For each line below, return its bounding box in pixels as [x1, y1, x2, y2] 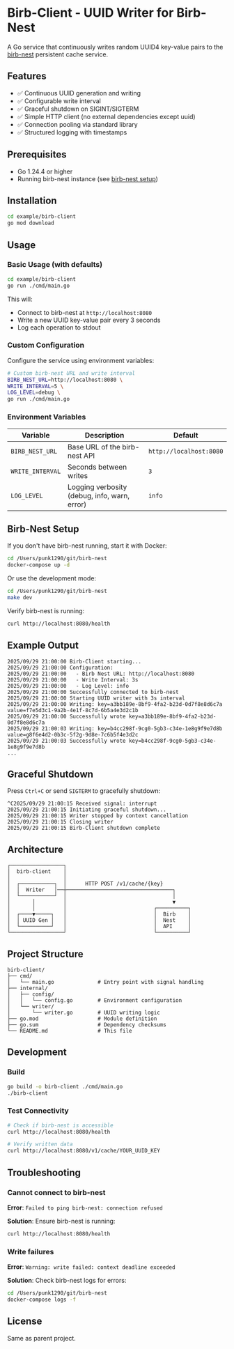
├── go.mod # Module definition [7, 1015, 157, 1022]
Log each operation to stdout [17, 323, 101, 332]
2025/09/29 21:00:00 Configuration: [7, 664, 114, 671]
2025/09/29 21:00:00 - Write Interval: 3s [7, 676, 139, 684]
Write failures [7, 1247, 54, 1256]
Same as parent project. [7, 1334, 77, 1342]
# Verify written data [7, 1141, 73, 1148]
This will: [7, 295, 33, 303]
